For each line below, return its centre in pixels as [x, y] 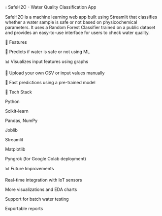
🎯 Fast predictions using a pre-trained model [50, 82]
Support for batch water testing [37, 199]
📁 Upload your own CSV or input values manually [55, 73]
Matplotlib [15, 149]
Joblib [12, 130]
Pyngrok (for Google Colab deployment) [46, 159]
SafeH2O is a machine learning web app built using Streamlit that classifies [81, 17]
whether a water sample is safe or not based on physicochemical [71, 22]
